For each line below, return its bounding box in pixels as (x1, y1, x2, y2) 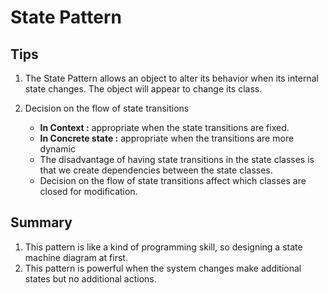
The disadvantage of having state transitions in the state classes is (39, 154, 315, 165)
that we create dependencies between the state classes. (39, 164, 273, 176)
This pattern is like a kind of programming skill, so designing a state (24, 241, 303, 253)
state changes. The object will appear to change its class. (24, 83, 263, 95)
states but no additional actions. (24, 272, 157, 285)
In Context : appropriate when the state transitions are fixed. (39, 122, 290, 133)
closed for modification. (39, 186, 138, 197)
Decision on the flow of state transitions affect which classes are (39, 175, 307, 186)
